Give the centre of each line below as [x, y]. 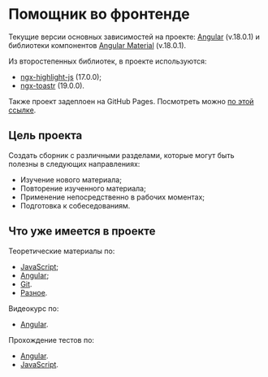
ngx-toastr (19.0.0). [52, 85]
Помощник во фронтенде [99, 14]
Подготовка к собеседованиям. [75, 205]
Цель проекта [45, 136]
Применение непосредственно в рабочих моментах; [112, 197]
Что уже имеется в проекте [82, 232]
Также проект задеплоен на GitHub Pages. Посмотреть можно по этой [131, 101]
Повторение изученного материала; [83, 188]
